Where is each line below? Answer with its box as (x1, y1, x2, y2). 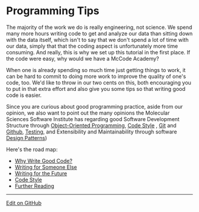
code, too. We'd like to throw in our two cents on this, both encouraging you (6, 79, 191, 86)
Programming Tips (6, 4, 99, 18)
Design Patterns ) (6, 134, 47, 141)
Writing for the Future (14, 169, 68, 177)
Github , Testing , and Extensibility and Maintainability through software (6, 128, 178, 135)
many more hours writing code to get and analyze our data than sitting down (6, 30, 193, 37)
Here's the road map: (6, 146, 58, 153)
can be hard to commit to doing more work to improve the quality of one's (6, 73, 187, 80)
